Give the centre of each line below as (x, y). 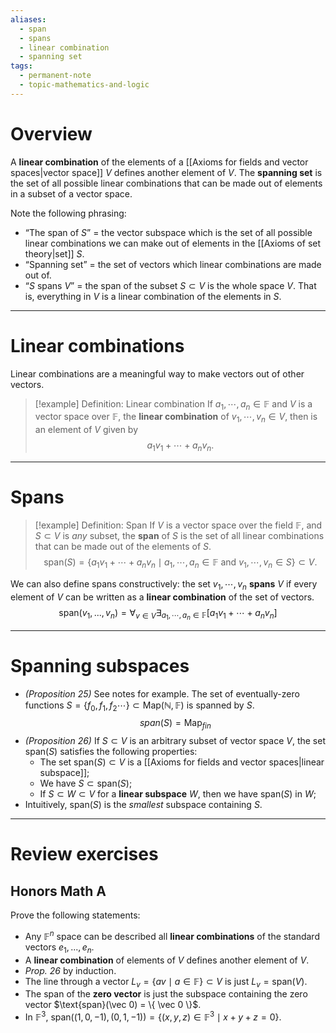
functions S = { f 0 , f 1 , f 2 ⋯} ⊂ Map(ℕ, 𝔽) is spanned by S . (139, 706)
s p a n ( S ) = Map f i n (175, 724)
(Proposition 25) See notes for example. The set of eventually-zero (162, 693)
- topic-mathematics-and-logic (84, 85)
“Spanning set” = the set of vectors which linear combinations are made (173, 264)
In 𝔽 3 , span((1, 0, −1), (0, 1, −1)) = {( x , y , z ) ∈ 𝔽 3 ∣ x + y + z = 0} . (153, 1016)
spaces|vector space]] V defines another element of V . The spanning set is (166, 172)
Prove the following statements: (75, 915)
